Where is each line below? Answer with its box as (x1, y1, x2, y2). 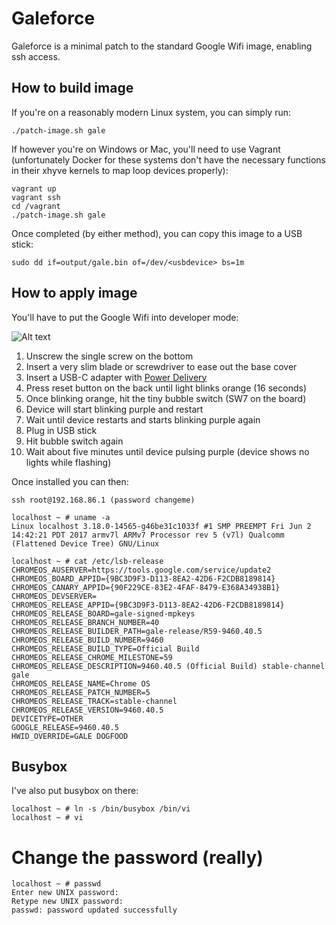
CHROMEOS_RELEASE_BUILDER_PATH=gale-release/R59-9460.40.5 (11, 626, 263, 636)
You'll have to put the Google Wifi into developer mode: (11, 311, 239, 323)
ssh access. (11, 50, 61, 62)
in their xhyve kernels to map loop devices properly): (11, 164, 229, 176)
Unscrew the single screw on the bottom (25, 350, 194, 362)
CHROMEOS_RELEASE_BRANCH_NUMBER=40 (11, 617, 160, 627)
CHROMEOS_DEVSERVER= (11, 591, 98, 601)
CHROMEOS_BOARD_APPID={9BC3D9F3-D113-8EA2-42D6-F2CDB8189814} (11, 573, 276, 584)
